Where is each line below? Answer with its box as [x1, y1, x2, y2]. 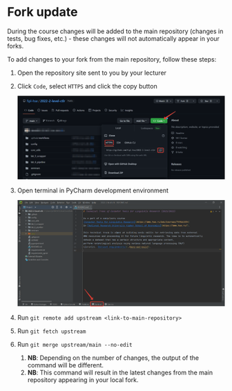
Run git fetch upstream [17, 327, 86, 336]
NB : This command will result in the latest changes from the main [27, 368, 213, 377]
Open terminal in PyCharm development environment [17, 186, 169, 194]
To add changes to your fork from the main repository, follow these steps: [7, 55, 217, 63]
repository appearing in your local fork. [27, 376, 139, 384]
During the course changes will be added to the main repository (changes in [7, 27, 224, 35]
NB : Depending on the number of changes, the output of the [27, 354, 199, 362]
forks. [7, 42, 24, 50]
